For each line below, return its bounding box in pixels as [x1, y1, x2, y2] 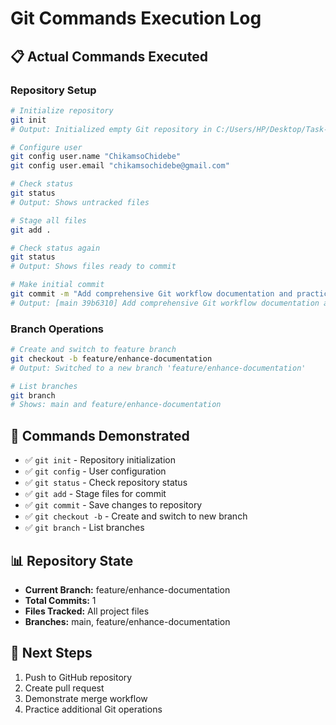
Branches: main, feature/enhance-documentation [24, 615, 231, 627]
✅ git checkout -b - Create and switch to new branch [24, 510, 248, 522]
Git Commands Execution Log [10, 7, 262, 30]
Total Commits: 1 [24, 594, 97, 606]
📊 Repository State [10, 552, 134, 569]
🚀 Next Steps [10, 645, 93, 662]
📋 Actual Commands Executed [10, 48, 208, 65]
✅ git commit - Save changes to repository [24, 499, 203, 511]
